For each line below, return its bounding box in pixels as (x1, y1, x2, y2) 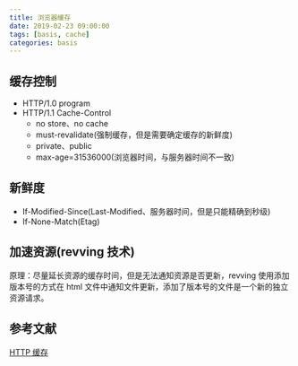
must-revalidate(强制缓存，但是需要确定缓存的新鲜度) (35, 129, 233, 140)
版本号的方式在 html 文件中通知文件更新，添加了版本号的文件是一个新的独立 (9, 281, 289, 292)
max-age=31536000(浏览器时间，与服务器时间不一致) (35, 152, 235, 162)
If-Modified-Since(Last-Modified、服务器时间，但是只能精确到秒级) (21, 205, 271, 216)
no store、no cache (35, 118, 109, 129)
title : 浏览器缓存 (9, 13, 72, 22)
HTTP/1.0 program (21, 98, 91, 109)
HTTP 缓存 (9, 346, 49, 357)
